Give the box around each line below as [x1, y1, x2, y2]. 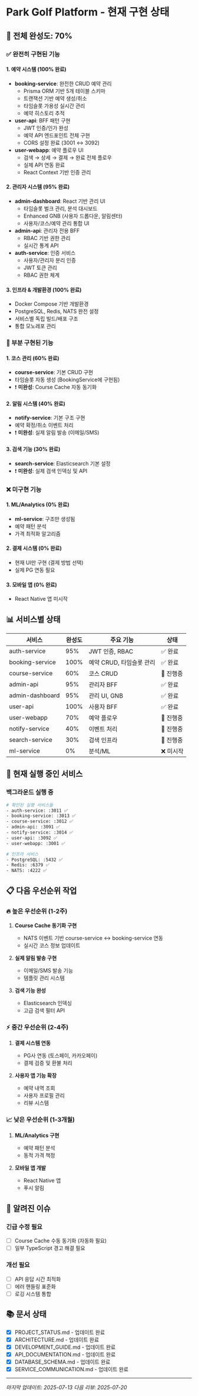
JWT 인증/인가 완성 [23, 124, 69, 131]
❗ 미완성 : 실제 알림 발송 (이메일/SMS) [14, 429, 100, 436]
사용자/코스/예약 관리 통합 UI [23, 219, 90, 226]
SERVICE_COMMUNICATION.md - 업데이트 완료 [14, 1365, 128, 1372]
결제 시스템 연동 [14, 1039, 51, 1047]
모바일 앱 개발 [14, 1164, 46, 1171]
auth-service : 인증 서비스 [14, 249, 76, 256]
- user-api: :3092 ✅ [6, 835, 58, 841]
